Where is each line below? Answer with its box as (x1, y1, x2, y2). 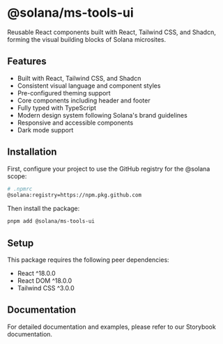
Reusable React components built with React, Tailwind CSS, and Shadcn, (7, 28, 216, 36)
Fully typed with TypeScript (17, 103, 96, 112)
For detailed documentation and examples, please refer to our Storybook (7, 322, 216, 331)
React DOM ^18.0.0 (17, 276, 72, 285)
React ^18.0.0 (17, 269, 56, 277)
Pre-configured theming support (17, 88, 111, 97)
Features (7, 56, 47, 68)
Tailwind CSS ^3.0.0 (17, 284, 75, 292)
